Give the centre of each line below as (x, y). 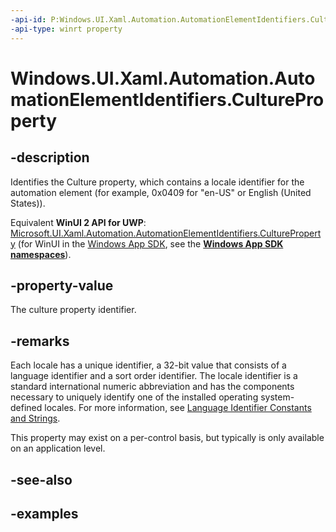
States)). (28, 203)
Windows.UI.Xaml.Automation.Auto (163, 78)
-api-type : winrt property (66, 29)
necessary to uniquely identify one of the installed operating (134, 397)
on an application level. (58, 448)
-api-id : (28, 19)
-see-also (41, 479)
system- (277, 397)
